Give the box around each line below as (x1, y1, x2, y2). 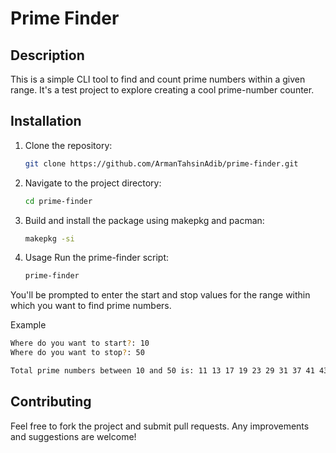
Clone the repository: (24, 139, 113, 151)
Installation (10, 113, 82, 130)
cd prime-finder (24, 196, 93, 206)
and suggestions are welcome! (10, 430, 137, 442)
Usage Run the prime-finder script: (24, 252, 169, 264)
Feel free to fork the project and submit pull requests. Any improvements (10, 420, 310, 432)
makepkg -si (24, 233, 75, 244)
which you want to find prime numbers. (10, 300, 172, 312)
